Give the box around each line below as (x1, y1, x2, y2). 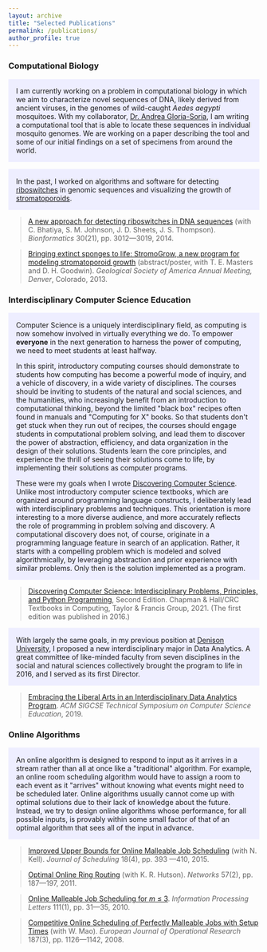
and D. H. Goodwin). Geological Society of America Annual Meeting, (27, 266, 253, 276)
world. (15, 145, 37, 155)
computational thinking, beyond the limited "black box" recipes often (15, 403, 241, 413)
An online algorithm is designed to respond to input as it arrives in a (15, 755, 238, 764)
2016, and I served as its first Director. (15, 668, 141, 679)
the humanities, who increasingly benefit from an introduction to (15, 395, 227, 404)
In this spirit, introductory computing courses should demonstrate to (15, 361, 240, 371)
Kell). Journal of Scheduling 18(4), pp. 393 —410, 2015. (27, 855, 210, 864)
